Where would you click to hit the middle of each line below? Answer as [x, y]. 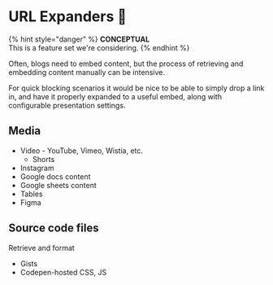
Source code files [54, 228]
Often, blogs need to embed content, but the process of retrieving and [126, 64]
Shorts [43, 159]
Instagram [37, 168]
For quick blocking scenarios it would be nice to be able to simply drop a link [136, 88]
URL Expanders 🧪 [68, 17]
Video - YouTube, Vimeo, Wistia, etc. [82, 151]
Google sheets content [58, 185]
